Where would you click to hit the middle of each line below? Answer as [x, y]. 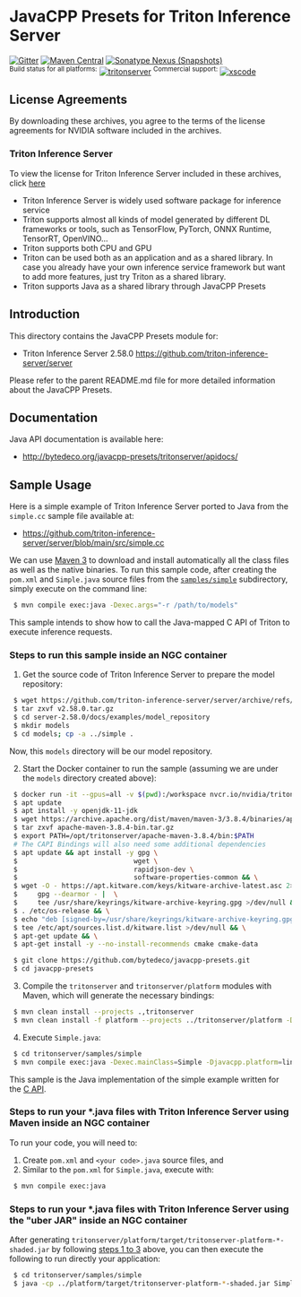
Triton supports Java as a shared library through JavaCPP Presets [144, 286]
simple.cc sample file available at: [72, 516]
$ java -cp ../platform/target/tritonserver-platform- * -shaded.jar [142, 1284]
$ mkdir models [41, 725]
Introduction [45, 314]
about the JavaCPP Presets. [61, 389]
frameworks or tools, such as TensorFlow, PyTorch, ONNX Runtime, [147, 229]
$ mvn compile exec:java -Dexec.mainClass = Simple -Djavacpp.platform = [147, 1062]
